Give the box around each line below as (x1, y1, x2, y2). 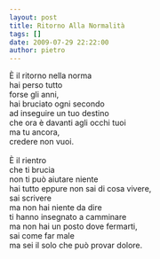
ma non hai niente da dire (9, 202, 102, 213)
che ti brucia (9, 165, 55, 176)
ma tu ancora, (9, 127, 60, 137)
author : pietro (9, 46, 66, 55)
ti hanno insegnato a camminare (9, 212, 127, 223)
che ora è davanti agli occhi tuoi (9, 117, 126, 129)
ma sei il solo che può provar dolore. (9, 240, 143, 251)
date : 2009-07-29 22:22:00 (9, 37, 109, 47)
